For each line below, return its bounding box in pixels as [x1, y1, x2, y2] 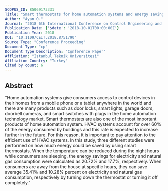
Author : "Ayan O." [5, 16, 43, 21]
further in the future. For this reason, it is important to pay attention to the [5, 132, 156, 138]
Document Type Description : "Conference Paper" [5, 49, 106, 54]
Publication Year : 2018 [5, 30, 55, 35]
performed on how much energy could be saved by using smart [5, 142, 136, 148]
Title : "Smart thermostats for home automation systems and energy [5, 12, 149, 17]
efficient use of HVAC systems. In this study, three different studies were [5, 137, 155, 143]
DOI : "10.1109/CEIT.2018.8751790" [5, 35, 77, 40]
